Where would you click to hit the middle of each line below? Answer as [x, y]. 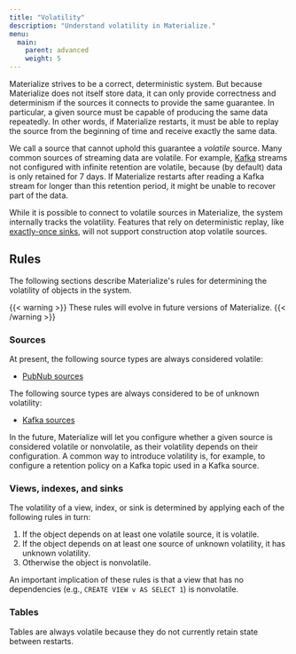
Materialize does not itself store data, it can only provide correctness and [143, 93]
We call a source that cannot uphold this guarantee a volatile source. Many [146, 148]
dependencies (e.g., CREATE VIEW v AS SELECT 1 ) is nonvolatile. [124, 589]
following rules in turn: [50, 517]
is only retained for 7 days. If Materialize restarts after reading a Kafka [136, 177]
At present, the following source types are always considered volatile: [136, 359]
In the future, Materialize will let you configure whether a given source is [141, 437]
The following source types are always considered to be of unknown [134, 394]
